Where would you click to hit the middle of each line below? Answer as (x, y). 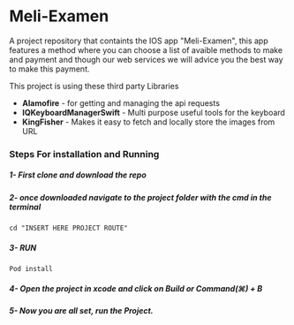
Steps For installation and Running (84, 154)
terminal (25, 207)
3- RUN (23, 247)
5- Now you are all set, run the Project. (82, 311)
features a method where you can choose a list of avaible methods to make (146, 49)
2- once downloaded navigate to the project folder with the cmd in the (140, 197)
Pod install (31, 269)
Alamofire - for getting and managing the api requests (121, 102)
